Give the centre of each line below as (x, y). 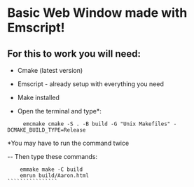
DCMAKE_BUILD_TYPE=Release (47, 130)
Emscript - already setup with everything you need (91, 84)
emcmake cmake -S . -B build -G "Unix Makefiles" (97, 124)
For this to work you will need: (74, 54)
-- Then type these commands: (53, 157)
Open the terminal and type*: (59, 111)
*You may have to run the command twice (68, 143)
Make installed (38, 97)
